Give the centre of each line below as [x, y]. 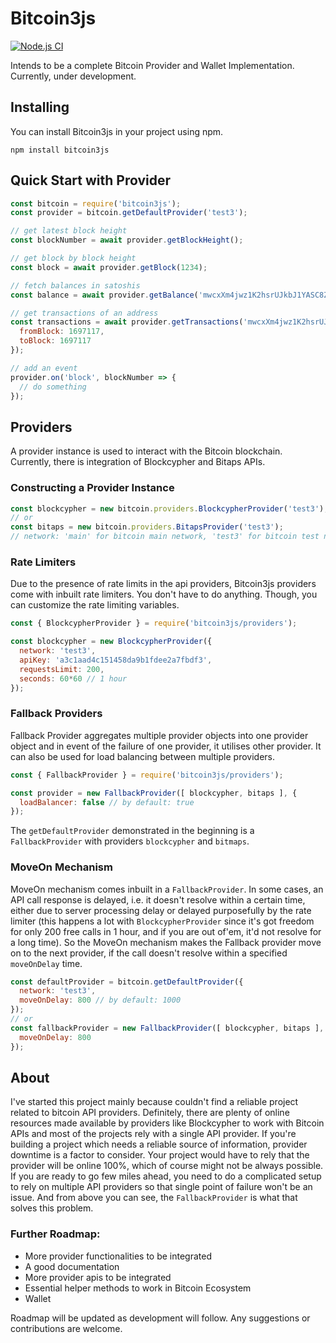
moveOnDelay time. [46, 963]
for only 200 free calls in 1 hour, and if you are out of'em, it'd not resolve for [166, 931]
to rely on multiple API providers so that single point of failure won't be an [161, 1187]
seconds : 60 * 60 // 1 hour [73, 678]
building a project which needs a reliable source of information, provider [159, 1144]
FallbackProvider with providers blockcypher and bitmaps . [130, 841]
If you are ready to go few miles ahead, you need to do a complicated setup [166, 1176]
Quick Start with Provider [91, 180]
